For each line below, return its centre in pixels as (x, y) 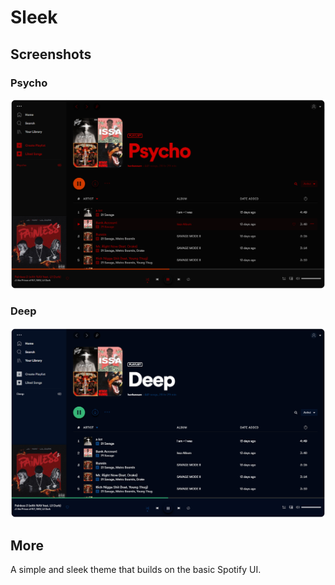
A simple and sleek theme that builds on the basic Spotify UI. (136, 570)
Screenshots (51, 54)
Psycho (29, 83)
